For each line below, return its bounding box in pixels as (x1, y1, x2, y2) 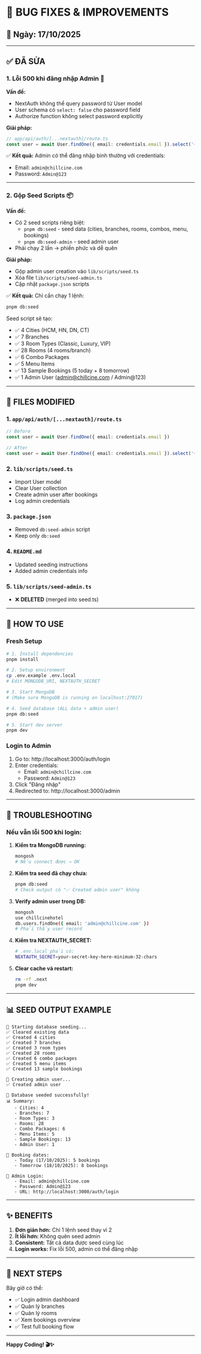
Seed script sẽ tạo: (6, 315, 53, 322)
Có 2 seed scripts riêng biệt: (14, 219, 86, 226)
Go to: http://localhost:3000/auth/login (14, 755, 111, 762)
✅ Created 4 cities (6, 1034, 56, 1041)
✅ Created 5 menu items (6, 1060, 67, 1066)
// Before (6, 429, 31, 435)
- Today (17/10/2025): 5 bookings (14, 1157, 100, 1163)
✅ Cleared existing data (6, 1029, 69, 1035)
